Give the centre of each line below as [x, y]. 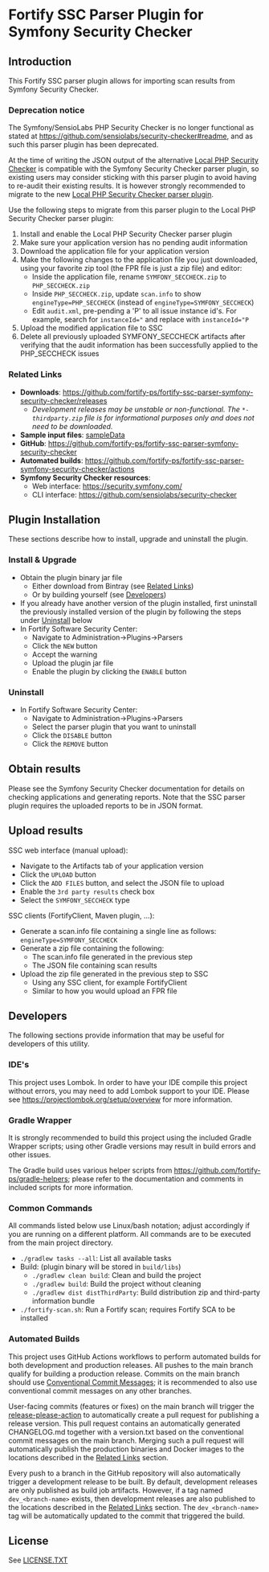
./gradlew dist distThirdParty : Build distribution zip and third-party [146, 1292]
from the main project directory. [61, 1242]
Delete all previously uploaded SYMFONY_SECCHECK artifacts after [132, 337]
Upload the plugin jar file [73, 663]
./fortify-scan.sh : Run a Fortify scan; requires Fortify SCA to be [127, 1310]
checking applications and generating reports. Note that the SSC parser [127, 796]
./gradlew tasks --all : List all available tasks [96, 1259]
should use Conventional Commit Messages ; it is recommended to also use [133, 1382]
